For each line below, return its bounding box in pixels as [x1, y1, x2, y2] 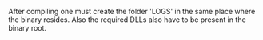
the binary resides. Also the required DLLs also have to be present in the [8, 15, 246, 24]
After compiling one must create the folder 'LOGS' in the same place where [8, 7, 256, 16]
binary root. [8, 24, 46, 32]
